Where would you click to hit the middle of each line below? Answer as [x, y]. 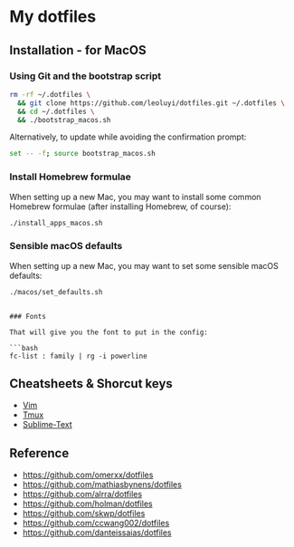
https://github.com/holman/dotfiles [87, 504]
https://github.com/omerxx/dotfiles [88, 475]
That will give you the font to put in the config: [109, 332]
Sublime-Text [47, 425]
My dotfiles [53, 17]
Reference [39, 453]
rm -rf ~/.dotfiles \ [50, 94]
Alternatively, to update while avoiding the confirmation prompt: [128, 137]
